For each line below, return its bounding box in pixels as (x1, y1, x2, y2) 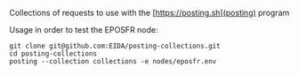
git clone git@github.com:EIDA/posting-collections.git (9, 41, 221, 50)
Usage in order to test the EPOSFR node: (9, 25, 158, 34)
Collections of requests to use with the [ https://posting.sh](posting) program (9, 8, 290, 18)
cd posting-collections (9, 49, 98, 58)
